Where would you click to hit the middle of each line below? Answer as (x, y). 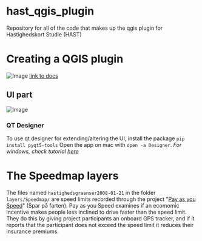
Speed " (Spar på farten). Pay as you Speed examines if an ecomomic (93, 205)
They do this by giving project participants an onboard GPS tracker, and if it (101, 218)
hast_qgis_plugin (50, 11)
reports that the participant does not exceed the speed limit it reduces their (100, 225)
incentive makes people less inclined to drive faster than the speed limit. (96, 212)
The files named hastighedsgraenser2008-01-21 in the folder (81, 192)
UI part (19, 95)
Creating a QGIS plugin (65, 59)
